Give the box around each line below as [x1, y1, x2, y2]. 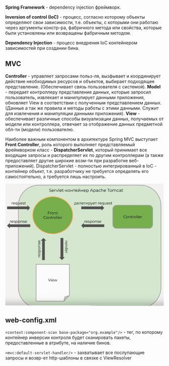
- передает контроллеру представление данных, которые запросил [5, 89, 151, 95]
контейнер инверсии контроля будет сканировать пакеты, [5, 334, 131, 341]
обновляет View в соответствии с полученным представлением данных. [5, 100, 162, 106]
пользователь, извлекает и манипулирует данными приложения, [5, 94, 145, 100]
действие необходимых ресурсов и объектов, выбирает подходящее [5, 78, 155, 84]
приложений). [5, 163, 35, 169]
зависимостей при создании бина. [5, 45, 79, 51]
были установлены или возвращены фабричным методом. [5, 30, 131, 36]
